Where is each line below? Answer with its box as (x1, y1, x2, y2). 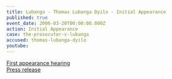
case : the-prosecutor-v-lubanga (6, 32, 89, 38)
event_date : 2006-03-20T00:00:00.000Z (6, 20, 106, 26)
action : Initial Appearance (6, 26, 79, 32)
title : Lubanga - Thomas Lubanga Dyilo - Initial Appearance (6, 9, 166, 15)
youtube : (6, 43, 29, 49)
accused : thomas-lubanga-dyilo (6, 37, 87, 43)
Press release (6, 66, 41, 73)
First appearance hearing (6, 59, 71, 67)
